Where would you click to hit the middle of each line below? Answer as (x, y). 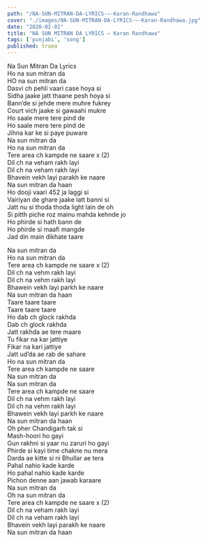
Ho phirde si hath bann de (45, 222)
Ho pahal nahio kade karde (46, 473)
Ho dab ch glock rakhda (42, 317)
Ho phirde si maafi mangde (46, 229)
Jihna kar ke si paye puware (48, 133)
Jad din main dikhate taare (45, 237)
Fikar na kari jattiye (34, 347)
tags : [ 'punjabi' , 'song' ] (46, 40)
